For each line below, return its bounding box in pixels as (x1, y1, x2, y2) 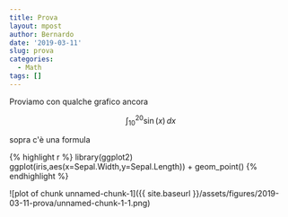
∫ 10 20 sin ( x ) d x (125, 113, 177, 128)
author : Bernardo (9, 30, 74, 39)
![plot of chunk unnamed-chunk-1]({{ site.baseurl (9, 188, 191, 199)
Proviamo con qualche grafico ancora (9, 96, 149, 107)
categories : (9, 55, 54, 64)
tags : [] (9, 72, 42, 81)
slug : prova (9, 47, 54, 56)
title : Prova (9, 13, 58, 22)
